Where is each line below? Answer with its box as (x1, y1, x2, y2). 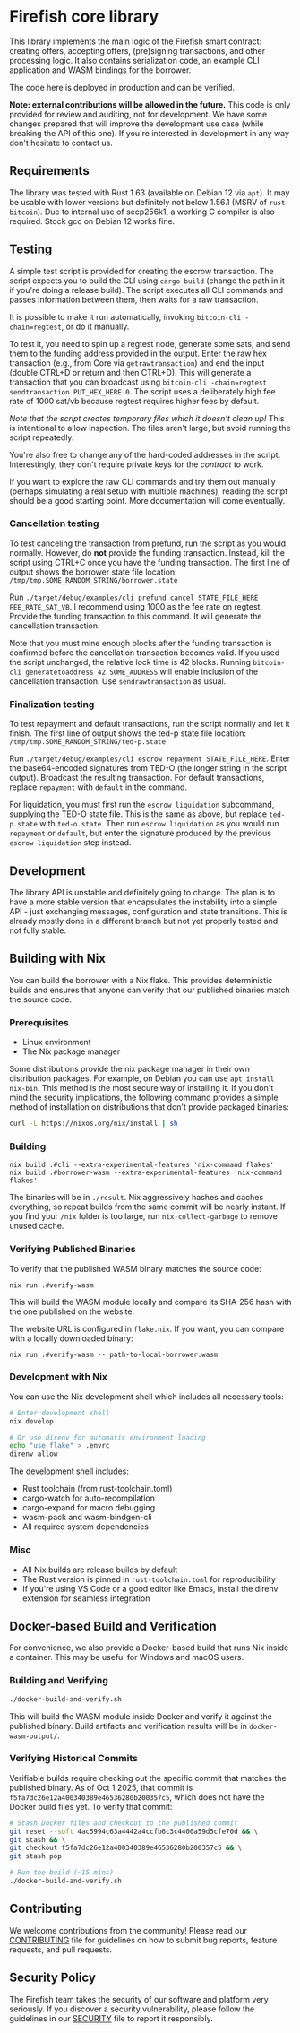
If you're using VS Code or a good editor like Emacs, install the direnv (21, 1583, 279, 1594)
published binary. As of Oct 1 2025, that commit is (9, 1782, 193, 1793)
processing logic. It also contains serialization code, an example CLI (9, 55, 260, 65)
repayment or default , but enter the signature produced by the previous (9, 827, 271, 839)
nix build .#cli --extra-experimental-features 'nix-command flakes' (9, 1161, 275, 1170)
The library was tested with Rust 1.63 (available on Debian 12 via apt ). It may (9, 186, 290, 198)
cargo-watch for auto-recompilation (21, 1492, 155, 1503)
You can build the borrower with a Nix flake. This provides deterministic (9, 974, 273, 985)
